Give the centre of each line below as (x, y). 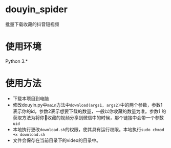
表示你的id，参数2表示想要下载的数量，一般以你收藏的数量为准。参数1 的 (89, 111)
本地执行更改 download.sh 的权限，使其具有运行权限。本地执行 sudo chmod (89, 129)
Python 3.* (17, 61)
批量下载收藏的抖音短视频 (32, 24)
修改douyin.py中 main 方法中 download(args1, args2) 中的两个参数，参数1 (88, 105)
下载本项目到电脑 (31, 98)
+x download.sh (29, 134)
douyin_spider (37, 9)
